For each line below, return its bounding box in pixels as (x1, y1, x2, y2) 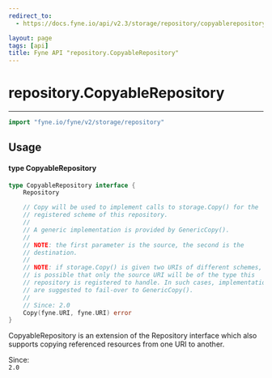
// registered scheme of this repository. (23, 211, 168, 219)
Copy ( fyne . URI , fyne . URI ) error (23, 308, 132, 316)
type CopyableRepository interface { (8, 181, 136, 189)
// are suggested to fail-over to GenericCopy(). (23, 286, 194, 294)
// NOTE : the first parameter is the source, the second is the (23, 240, 244, 249)
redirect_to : (8, 11, 53, 20)
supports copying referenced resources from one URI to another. (8, 339, 225, 349)
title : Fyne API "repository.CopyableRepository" (8, 49, 180, 57)
